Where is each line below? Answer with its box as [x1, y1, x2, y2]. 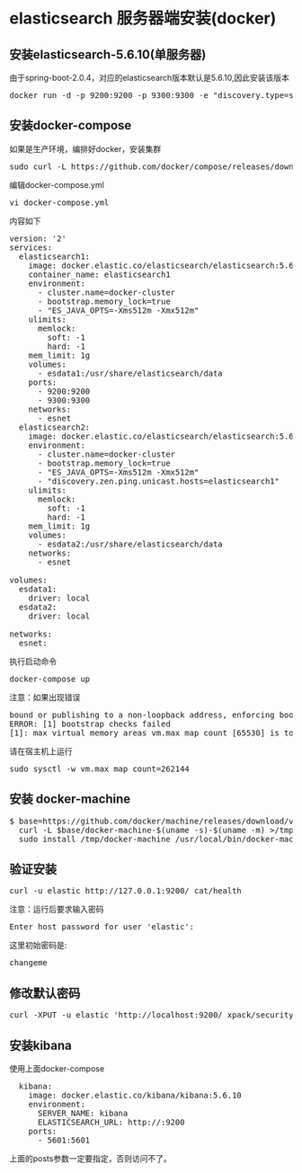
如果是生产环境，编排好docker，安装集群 [9, 143, 162, 154]
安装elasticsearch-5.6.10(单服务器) [9, 47, 207, 62]
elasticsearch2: [18, 422, 91, 432]
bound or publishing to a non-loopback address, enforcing [9, 709, 276, 720]
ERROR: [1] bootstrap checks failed [9, 718, 171, 729]
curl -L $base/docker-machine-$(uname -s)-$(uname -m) [18, 824, 266, 835]
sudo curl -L [9, 161, 67, 172]
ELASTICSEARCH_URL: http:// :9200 [37, 1117, 185, 1128]
